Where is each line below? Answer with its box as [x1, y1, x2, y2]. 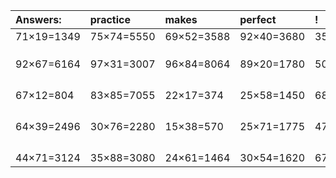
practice [89, 13, 131, 26]
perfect [239, 13, 277, 26]
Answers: [15, 13, 62, 26]
